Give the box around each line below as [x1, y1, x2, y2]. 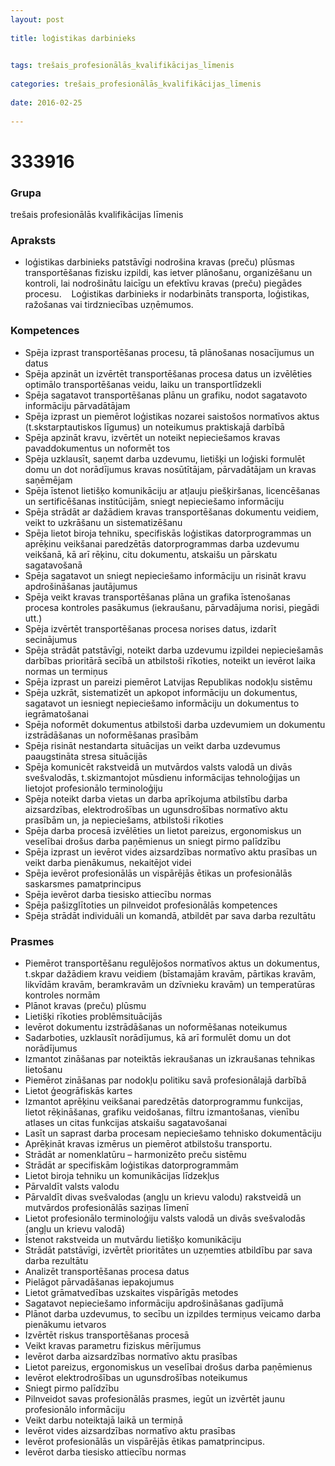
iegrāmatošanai [24, 707, 89, 720]
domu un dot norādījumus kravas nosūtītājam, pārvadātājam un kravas [24, 463, 317, 475]
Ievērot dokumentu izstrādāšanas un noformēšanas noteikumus [24, 1021, 288, 1033]
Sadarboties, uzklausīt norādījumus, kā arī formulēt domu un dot [24, 1031, 292, 1043]
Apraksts [10, 233, 57, 247]
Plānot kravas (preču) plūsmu [24, 999, 147, 1011]
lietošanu [24, 1063, 63, 1075]
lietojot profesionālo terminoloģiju [24, 782, 163, 794]
